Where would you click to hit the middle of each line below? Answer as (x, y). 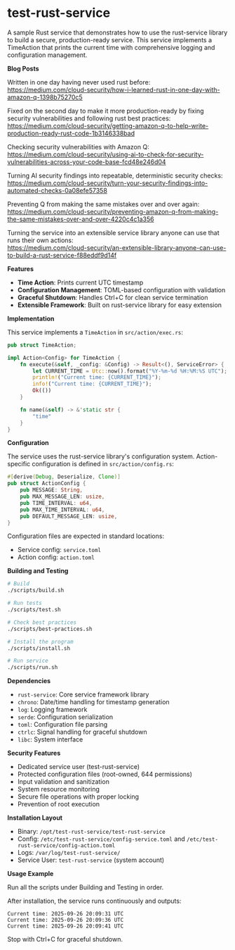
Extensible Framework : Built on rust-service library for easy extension (120, 305)
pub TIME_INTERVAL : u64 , (56, 503)
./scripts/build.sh (36, 590)
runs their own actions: (40, 240)
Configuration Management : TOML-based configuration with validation (121, 289)
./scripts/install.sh (39, 648)
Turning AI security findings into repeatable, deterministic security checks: (115, 175)
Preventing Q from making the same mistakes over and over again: (103, 204)
